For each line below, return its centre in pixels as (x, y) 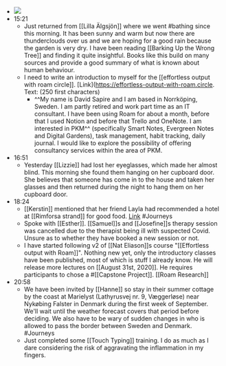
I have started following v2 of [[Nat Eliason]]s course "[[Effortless (116, 245)
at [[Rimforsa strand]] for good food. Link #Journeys (98, 216)
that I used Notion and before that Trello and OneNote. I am (118, 121)
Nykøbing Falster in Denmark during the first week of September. (116, 304)
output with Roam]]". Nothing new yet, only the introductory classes (120, 252)
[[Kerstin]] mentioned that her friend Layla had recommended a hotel (122, 209)
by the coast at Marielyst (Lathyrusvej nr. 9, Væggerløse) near (111, 297)
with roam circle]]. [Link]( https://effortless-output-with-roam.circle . (119, 85)
